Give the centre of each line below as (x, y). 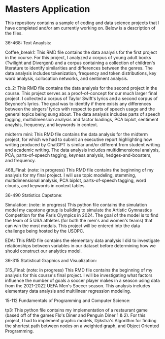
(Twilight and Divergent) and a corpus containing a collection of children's (80, 63)
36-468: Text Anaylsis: (28, 42)
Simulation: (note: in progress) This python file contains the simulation (76, 204)
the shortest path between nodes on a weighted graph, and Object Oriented (82, 326)
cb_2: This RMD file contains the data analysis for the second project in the (81, 88)
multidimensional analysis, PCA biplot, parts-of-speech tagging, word (76, 180)
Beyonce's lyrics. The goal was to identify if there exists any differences (78, 103)
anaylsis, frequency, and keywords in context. (52, 125)
